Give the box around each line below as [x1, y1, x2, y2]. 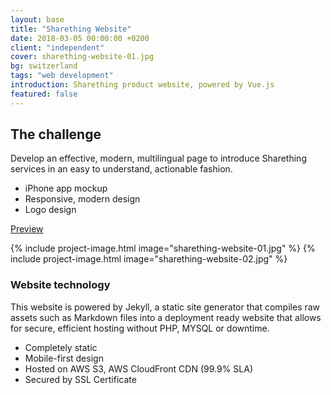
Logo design [24, 204, 77, 216]
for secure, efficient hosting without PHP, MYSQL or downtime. [10, 322, 270, 334]
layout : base [10, 14, 65, 25]
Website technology [10, 278, 111, 292]
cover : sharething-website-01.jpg [10, 52, 155, 62]
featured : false [10, 89, 78, 99]
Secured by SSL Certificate [24, 373, 137, 385]
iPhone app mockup [24, 182, 108, 195]
